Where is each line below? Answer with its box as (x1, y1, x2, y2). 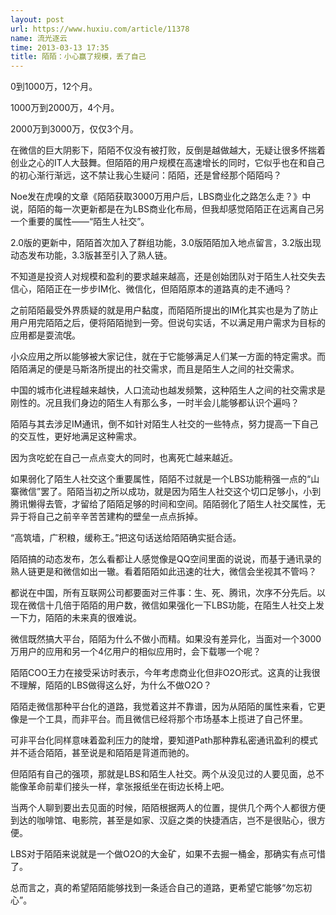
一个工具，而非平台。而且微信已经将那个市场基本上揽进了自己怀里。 (27, 713, 308, 725)
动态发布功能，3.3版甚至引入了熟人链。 (10, 249, 173, 261)
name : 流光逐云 (10, 33, 68, 43)
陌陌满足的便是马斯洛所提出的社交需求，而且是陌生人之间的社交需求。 (10, 363, 300, 375)
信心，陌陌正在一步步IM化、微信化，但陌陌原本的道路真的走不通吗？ (10, 283, 293, 295)
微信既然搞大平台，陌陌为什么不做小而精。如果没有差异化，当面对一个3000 (10, 633, 322, 645)
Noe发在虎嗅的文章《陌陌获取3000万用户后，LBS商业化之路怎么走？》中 (10, 191, 312, 203)
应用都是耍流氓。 (10, 329, 81, 341)
